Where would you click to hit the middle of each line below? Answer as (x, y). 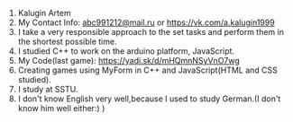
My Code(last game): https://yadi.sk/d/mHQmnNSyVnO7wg (129, 61)
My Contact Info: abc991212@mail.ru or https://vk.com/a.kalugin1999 (146, 22)
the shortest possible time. (67, 41)
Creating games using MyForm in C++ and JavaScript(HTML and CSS (147, 70)
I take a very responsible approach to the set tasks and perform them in (151, 32)
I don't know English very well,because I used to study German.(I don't (149, 99)
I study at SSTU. (48, 89)
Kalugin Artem (44, 13)
